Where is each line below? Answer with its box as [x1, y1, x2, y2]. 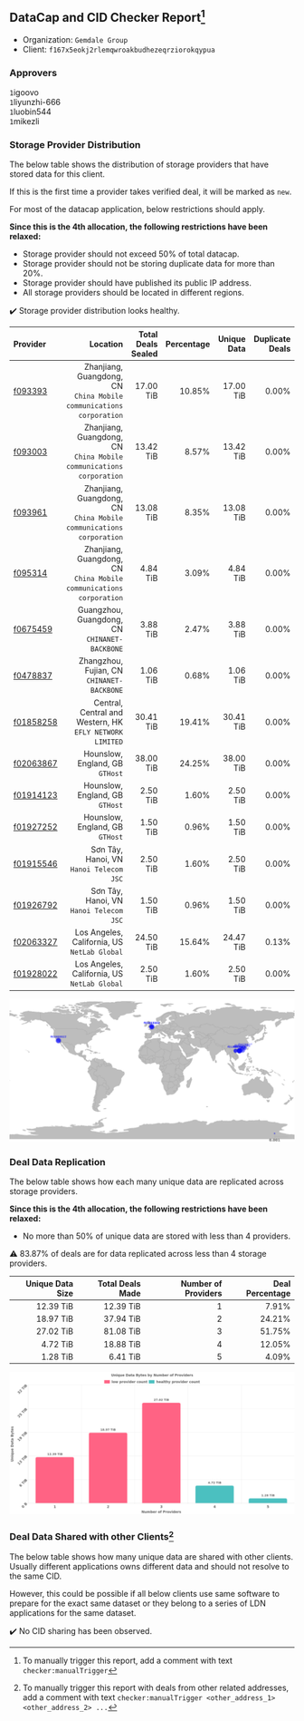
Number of [180, 1278, 223, 1288]
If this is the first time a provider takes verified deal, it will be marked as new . [9, 186, 292, 198]
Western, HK [76, 716, 124, 727]
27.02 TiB [35, 1326, 74, 1337]
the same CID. [9, 1570, 62, 1581]
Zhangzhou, [78, 656, 124, 666]
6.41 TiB [108, 1351, 142, 1362]
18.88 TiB [103, 1338, 142, 1349]
